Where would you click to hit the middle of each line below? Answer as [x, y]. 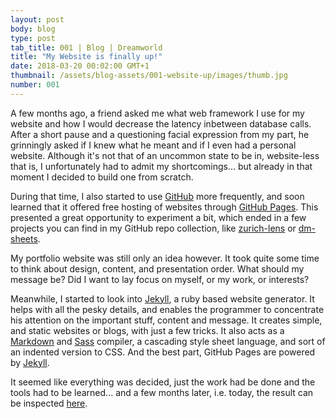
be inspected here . [49, 403]
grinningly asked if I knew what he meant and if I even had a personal [153, 145]
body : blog [33, 29]
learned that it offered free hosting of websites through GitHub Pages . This [164, 207]
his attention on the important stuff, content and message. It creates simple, [166, 320]
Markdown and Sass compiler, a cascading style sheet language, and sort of [168, 341]
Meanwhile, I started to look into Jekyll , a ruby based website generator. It [162, 298]
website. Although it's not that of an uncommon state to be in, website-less [165, 155]
